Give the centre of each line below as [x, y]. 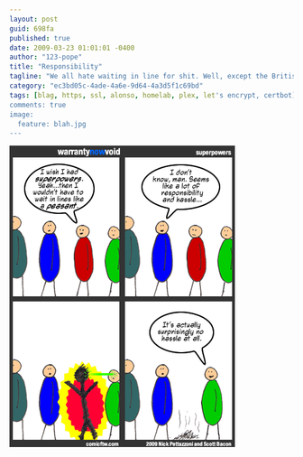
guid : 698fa [32, 28]
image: [22, 114]
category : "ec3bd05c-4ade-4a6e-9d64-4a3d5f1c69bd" [106, 86]
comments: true [38, 105]
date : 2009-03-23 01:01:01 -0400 [72, 48]
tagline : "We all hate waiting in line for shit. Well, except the [139, 77]
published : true [40, 38]
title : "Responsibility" [56, 67]
